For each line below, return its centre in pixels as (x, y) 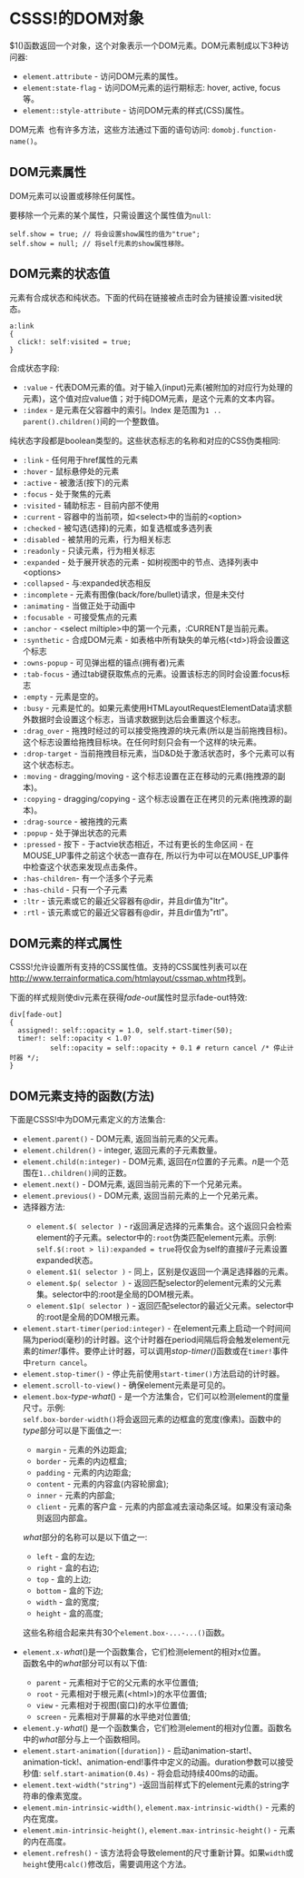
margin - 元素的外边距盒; (82, 1450)
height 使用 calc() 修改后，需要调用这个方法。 (107, 1864)
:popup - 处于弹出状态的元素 (75, 833)
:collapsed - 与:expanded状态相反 (87, 583)
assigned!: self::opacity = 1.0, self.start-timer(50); (125, 1031)
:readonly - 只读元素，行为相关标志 (89, 550)
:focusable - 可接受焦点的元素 (80, 617)
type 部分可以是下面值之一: (72, 1430)
